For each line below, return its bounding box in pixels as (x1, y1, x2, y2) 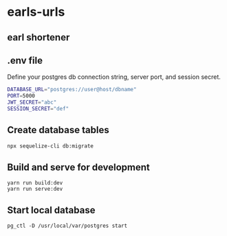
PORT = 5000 (7, 93, 36, 99)
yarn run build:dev (7, 180, 63, 187)
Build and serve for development (7, 161, 150, 173)
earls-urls (7, 4, 65, 20)
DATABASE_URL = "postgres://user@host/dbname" (7, 86, 137, 93)
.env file (7, 54, 43, 66)
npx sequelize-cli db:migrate (7, 142, 94, 150)
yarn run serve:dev (7, 186, 63, 193)
